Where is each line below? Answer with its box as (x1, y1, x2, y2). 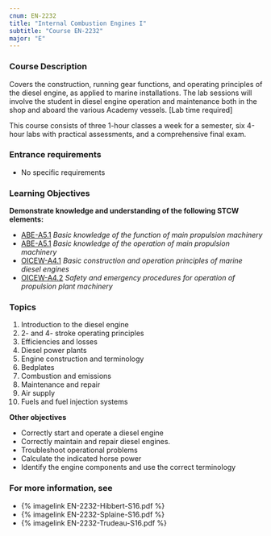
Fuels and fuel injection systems (20, 397, 128, 407)
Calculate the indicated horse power (20, 454, 142, 463)
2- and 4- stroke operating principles (20, 328, 144, 339)
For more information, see (9, 483, 113, 494)
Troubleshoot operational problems (20, 445, 138, 455)
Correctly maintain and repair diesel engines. (20, 437, 171, 447)
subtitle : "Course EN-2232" (9, 27, 104, 35)
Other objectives (9, 413, 67, 422)
